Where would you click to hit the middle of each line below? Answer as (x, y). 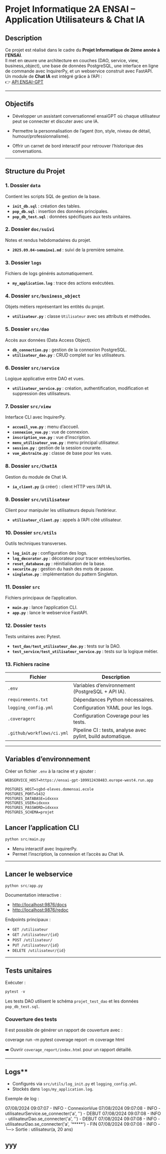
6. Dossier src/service (32, 367)
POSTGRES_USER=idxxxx (27, 803)
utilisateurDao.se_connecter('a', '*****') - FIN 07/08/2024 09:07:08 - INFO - (83, 1124)
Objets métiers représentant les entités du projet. (55, 307)
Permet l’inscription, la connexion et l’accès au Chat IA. (68, 854)
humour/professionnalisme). (41, 136)
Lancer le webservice (39, 874)
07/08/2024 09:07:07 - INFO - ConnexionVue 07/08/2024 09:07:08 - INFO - (83, 1108)
